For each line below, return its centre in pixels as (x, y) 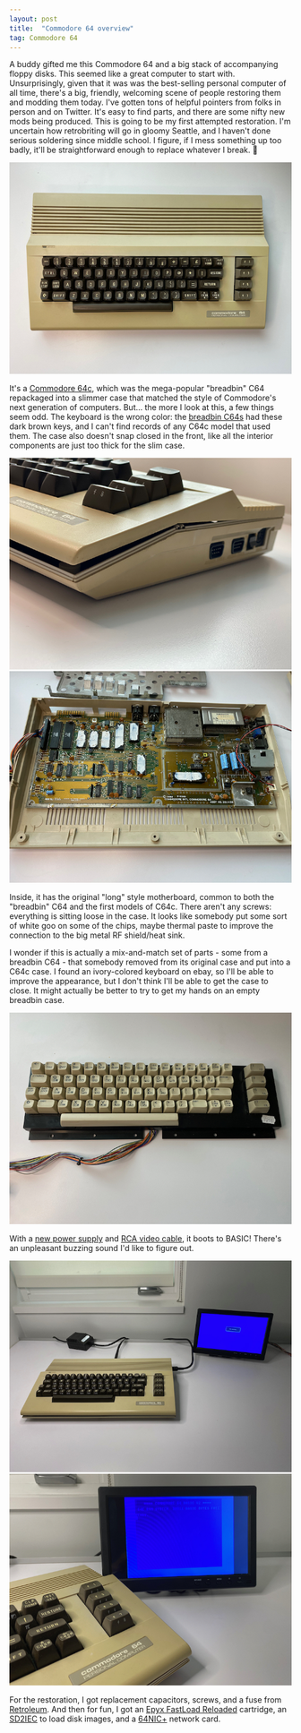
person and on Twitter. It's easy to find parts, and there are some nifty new (147, 112)
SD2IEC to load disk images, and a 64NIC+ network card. (115, 1719)
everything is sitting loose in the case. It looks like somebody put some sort (148, 916)
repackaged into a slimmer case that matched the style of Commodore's (143, 398)
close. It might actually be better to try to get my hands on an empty (135, 991)
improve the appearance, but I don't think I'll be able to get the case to (139, 982)
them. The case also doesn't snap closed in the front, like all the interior (142, 436)
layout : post (34, 19)
